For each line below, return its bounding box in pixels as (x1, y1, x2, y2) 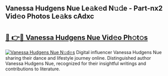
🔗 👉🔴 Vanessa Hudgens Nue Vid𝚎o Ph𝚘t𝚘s (5, 33, 148, 42)
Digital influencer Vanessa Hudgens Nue (76, 49, 162, 55)
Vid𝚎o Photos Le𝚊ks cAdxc (5, 12, 95, 21)
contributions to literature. (5, 66, 61, 72)
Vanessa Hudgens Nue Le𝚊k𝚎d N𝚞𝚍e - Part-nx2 (5, 4, 163, 13)
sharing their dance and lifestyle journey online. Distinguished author (5, 55, 152, 61)
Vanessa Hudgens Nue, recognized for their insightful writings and (5, 61, 146, 66)
